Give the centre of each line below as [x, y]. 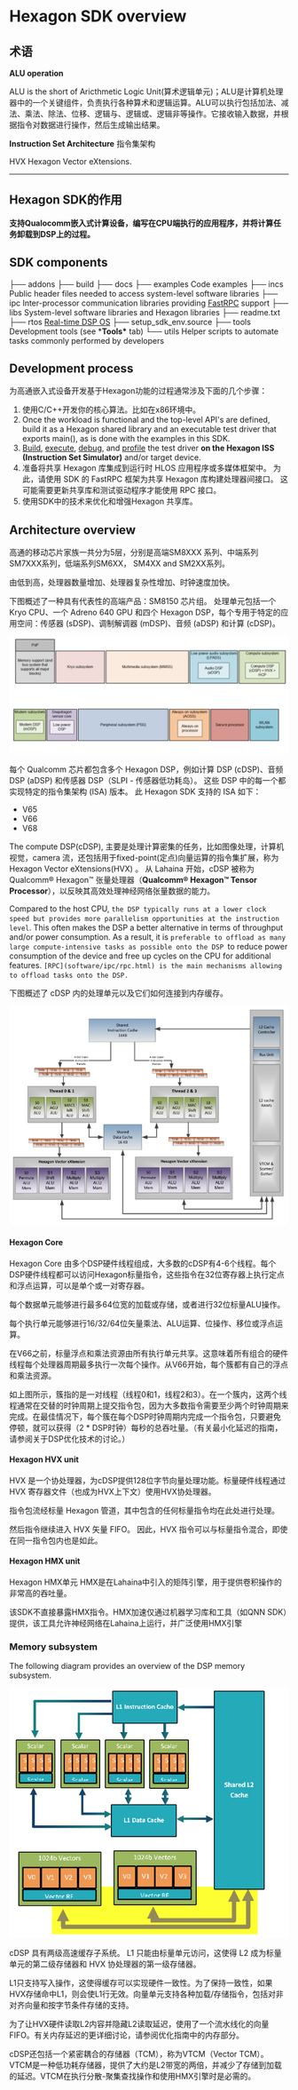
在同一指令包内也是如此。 [56, 1540]
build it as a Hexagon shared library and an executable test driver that [149, 429]
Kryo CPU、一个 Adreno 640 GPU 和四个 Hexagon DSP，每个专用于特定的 [145, 612]
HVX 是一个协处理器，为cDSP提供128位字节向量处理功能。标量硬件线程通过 [148, 1480]
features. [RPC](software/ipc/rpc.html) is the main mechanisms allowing [145, 965]
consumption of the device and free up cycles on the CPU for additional [140, 956]
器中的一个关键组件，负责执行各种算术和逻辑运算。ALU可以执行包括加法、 [145, 103]
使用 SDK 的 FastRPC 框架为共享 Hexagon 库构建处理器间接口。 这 [167, 479]
